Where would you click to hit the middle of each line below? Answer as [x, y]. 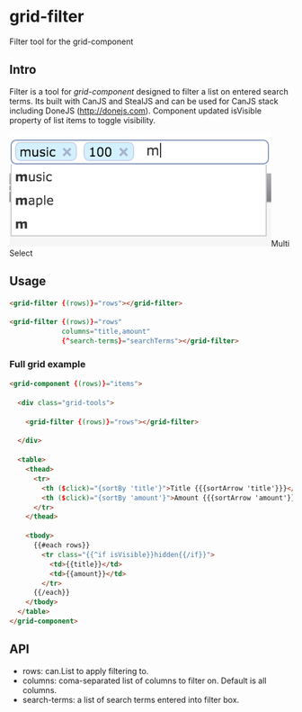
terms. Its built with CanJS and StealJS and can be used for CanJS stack [144, 101]
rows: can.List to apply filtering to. [85, 671]
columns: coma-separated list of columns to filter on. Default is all [144, 680]
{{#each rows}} [62, 545]
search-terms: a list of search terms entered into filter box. [131, 699]
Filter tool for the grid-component [71, 41]
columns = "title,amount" [106, 332]
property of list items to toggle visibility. [82, 120]
